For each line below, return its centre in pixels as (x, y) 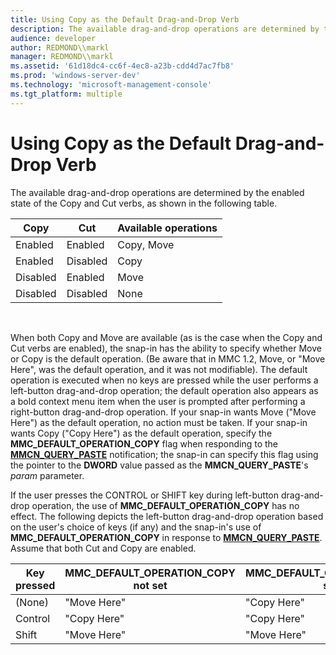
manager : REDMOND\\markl (62, 57)
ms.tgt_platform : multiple (66, 94)
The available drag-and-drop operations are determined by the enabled (157, 192)
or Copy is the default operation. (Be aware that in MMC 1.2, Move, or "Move (168, 358)
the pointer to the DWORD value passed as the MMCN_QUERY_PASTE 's (159, 465)
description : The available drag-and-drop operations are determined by (165, 29)
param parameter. (47, 475)
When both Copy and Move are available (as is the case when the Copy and (166, 337)
